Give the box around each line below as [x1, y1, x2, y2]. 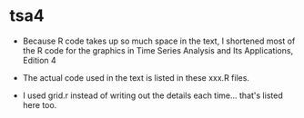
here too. [22, 99, 57, 110]
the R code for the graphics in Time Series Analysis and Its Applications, [22, 44, 294, 55]
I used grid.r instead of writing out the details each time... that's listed [22, 90, 284, 101]
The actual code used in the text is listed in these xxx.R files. [22, 72, 250, 83]
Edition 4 [22, 54, 56, 65]
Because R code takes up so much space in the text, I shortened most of [22, 35, 296, 46]
